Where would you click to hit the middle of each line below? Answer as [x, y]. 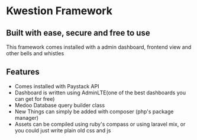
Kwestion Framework [59, 11]
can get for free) [35, 98]
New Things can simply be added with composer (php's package [94, 112]
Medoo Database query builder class [60, 105]
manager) [27, 117]
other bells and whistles [35, 53]
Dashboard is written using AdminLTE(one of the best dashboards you [100, 93]
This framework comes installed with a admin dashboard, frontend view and [99, 47]
